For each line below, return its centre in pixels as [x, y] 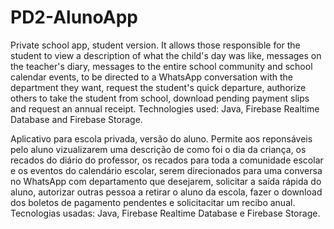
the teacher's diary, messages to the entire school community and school [161, 66]
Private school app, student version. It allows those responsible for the [155, 45]
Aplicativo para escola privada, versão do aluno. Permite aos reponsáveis [161, 138]
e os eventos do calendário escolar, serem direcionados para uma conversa [166, 170]
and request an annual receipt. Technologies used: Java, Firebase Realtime [165, 108]
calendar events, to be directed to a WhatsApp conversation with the [151, 77]
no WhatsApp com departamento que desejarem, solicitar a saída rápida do [166, 181]
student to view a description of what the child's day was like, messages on [166, 55]
